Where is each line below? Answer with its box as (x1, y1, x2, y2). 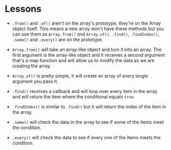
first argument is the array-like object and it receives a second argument (12, 52, 165, 58)
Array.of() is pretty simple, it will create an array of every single (12, 72, 148, 79)
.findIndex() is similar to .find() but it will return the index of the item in (12, 103, 166, 109)
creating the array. (12, 63, 52, 69)
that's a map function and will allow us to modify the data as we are (12, 57, 155, 63)
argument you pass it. (12, 78, 58, 84)
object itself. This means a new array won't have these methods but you (12, 25, 164, 31)
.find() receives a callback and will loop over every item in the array (12, 88, 158, 94)
